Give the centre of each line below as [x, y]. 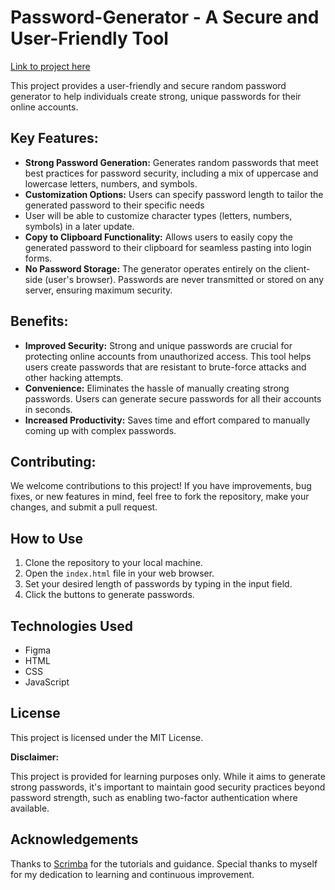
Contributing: [53, 461]
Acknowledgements [74, 839]
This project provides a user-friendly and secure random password [148, 85]
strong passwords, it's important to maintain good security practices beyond [168, 787]
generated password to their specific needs [114, 205]
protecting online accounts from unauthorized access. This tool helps [168, 356]
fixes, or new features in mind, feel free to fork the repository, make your [160, 497]
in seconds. [48, 409]
